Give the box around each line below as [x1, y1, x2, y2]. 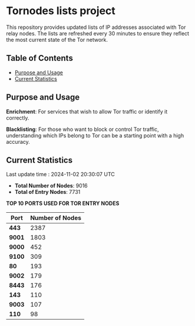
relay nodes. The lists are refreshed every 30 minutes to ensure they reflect [6, 29, 190, 37]
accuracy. [6, 138, 31, 145]
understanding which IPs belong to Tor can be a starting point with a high [6, 131, 184, 139]
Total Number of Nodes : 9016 [14, 182, 88, 189]
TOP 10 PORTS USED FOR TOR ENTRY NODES [6, 200, 120, 207]
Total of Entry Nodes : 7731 [14, 189, 81, 196]
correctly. [6, 114, 29, 121]
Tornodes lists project [6, 4, 116, 18]
